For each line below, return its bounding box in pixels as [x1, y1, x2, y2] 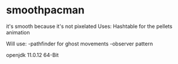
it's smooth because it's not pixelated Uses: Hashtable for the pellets [6, 23, 173, 30]
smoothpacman [6, 3, 85, 17]
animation [6, 29, 31, 35]
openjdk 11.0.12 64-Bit [6, 51, 59, 58]
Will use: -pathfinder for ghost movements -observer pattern [6, 40, 153, 47]
